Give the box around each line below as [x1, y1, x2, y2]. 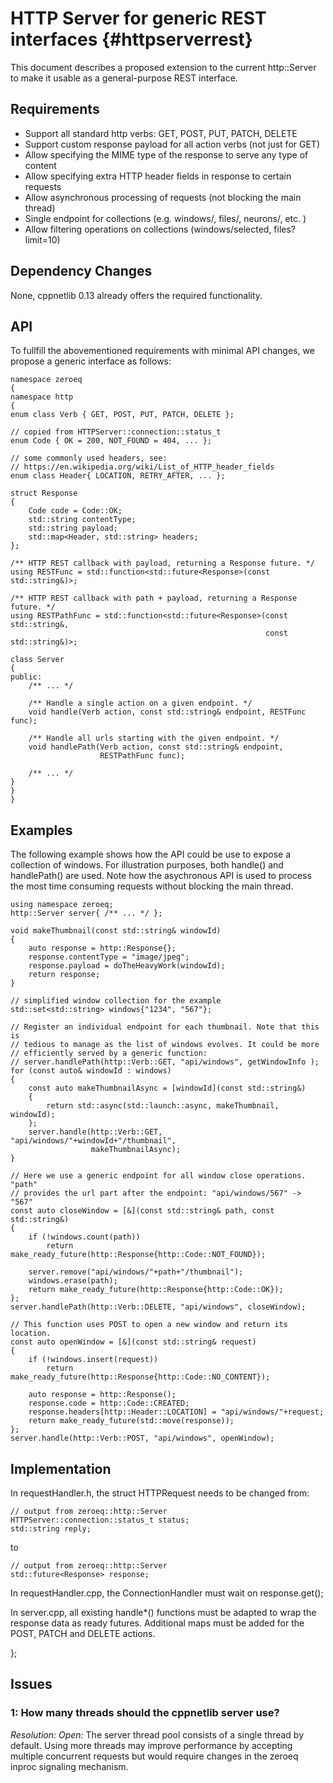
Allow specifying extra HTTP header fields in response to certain [24, 170, 292, 182]
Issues [10, 1676, 53, 1693]
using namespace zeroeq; [10, 900, 114, 910]
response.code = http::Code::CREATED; [28, 1398, 190, 1409]
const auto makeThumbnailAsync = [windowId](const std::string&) [28, 1083, 307, 1094]
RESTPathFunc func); [99, 751, 186, 761]
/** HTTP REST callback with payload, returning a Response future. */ [10, 558, 315, 569]
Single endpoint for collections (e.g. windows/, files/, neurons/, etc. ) [24, 212, 307, 224]
